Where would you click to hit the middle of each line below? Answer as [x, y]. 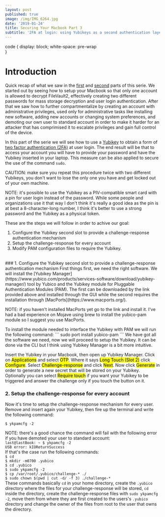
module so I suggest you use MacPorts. [45, 320]
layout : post [18, 10]
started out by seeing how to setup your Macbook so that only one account [81, 90]
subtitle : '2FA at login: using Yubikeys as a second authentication [78, 33]
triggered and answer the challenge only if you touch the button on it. [75, 380]
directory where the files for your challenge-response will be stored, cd [77, 488]
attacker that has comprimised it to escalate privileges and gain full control [81, 127]
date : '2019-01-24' [25, 23]
